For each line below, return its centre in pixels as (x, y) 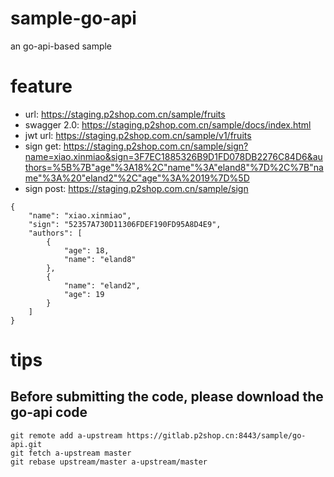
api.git (26, 444)
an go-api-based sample (61, 46)
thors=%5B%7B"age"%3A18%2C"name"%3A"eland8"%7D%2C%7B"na (174, 167)
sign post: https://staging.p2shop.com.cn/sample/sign (136, 188)
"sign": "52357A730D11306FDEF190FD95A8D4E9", (125, 224)
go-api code (49, 412)
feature (41, 86)
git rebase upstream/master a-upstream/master (109, 462)
